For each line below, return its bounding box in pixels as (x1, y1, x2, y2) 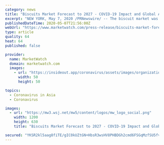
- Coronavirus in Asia (9, 92, 56, 97)
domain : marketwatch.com (9, 61, 60, 66)
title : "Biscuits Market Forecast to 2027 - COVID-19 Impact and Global (5, 12, 156, 17)
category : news (5, 7, 36, 12)
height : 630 (14, 120, 38, 125)
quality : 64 (5, 35, 29, 39)
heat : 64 (5, 39, 23, 44)
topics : (5, 88, 21, 93)
